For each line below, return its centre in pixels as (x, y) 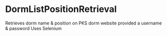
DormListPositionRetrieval (61, 9)
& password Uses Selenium (33, 28)
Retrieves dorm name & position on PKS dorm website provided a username (83, 23)
